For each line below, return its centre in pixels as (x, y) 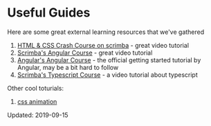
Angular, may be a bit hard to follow (68, 67)
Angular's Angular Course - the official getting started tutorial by (109, 60)
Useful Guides (49, 13)
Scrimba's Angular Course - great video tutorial (85, 53)
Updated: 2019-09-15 (38, 115)
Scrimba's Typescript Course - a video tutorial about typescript (108, 75)
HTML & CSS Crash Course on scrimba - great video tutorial (103, 45)
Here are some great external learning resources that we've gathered (106, 32)
